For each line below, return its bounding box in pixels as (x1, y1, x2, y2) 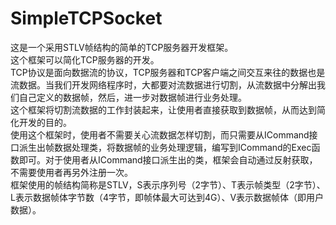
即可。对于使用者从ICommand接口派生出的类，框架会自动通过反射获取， (18, 153, 318, 166)
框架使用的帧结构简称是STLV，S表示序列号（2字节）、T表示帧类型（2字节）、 (10, 178, 326, 191)
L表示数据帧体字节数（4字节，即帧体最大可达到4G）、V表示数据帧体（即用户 (10, 191, 325, 203)
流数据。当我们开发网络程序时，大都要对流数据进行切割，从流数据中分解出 (10, 78, 317, 91)
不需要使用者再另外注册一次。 (10, 166, 133, 178)
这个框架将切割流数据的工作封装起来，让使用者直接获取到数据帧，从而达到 (10, 103, 317, 116)
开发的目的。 (18, 116, 72, 128)
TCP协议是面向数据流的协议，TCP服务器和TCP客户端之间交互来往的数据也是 (10, 66, 326, 78)
